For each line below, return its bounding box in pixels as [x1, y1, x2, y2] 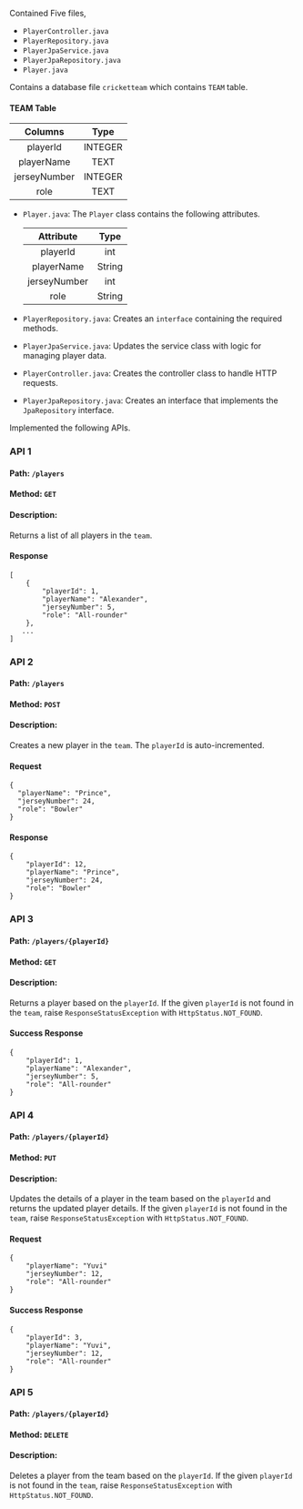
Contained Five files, [9, 8, 86, 18]
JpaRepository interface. [22, 405, 115, 416]
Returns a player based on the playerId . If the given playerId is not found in [9, 997, 294, 1008]
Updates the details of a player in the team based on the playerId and [9, 1193, 271, 1204]
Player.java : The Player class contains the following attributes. [22, 208, 261, 219]
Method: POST [9, 698, 61, 709]
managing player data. [22, 350, 107, 361]
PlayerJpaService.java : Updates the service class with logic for [22, 340, 262, 351]
